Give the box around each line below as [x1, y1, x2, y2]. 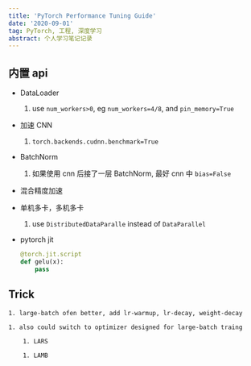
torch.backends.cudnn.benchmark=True [31, 138, 159, 146]
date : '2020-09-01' [8, 19, 74, 27]
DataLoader [19, 88, 60, 98]
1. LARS [23, 337, 48, 345]
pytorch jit [19, 235, 54, 244]
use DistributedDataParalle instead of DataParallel [31, 219, 207, 229]
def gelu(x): [19, 257, 64, 266]
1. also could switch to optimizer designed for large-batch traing [8, 323, 243, 331]
